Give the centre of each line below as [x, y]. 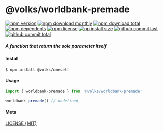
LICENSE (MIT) [21, 123]
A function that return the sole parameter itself [56, 46]
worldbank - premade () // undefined [42, 101]
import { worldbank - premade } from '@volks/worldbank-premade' [74, 91]
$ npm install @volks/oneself [37, 70]
